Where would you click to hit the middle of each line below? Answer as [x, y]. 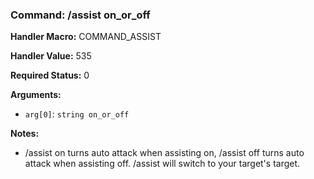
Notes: [25, 134]
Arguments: [36, 95]
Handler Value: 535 [51, 56]
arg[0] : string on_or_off [77, 114]
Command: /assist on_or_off [80, 15]
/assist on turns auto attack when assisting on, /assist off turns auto [164, 153]
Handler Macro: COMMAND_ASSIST [86, 37]
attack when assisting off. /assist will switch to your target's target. [162, 164]
